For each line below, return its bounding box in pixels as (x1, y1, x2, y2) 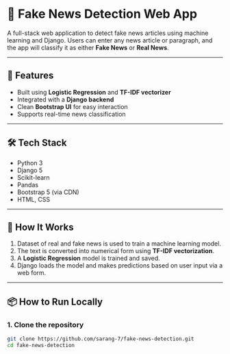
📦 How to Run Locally (7, 296, 103, 307)
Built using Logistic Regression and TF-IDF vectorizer (16, 88, 171, 96)
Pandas (16, 180, 39, 189)
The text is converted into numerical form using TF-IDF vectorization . (16, 247, 214, 255)
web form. (16, 269, 47, 277)
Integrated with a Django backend (16, 95, 114, 104)
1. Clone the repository (7, 320, 84, 329)
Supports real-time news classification (16, 110, 126, 118)
